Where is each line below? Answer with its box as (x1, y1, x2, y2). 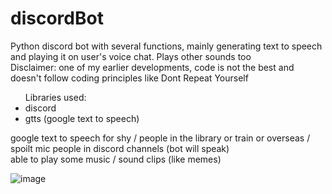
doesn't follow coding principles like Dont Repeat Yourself (10, 72, 249, 84)
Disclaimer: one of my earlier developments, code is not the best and (10, 61, 295, 73)
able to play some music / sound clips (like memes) (10, 153, 222, 165)
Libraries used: (24, 91, 87, 103)
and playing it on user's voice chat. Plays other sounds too (10, 50, 252, 62)
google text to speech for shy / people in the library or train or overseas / (10, 132, 311, 144)
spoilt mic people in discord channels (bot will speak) (10, 142, 230, 154)
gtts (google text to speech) (24, 112, 140, 124)
